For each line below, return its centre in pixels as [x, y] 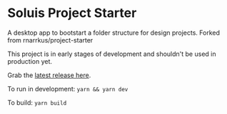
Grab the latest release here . [49, 75]
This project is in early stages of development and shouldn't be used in [112, 54]
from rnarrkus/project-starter [50, 40]
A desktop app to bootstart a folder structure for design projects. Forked [113, 33]
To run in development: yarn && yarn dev [68, 89]
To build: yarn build [37, 102]
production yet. [30, 61]
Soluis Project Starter [72, 13]
